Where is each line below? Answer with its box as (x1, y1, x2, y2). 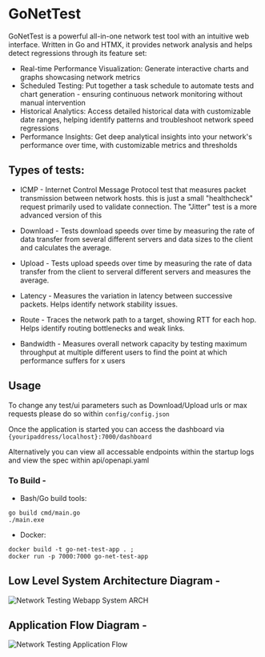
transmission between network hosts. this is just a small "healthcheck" (19, 193, 254, 202)
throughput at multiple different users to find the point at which (19, 347, 228, 357)
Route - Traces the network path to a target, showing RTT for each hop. (19, 314, 257, 324)
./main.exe (8, 515, 45, 524)
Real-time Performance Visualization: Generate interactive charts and (19, 63, 250, 73)
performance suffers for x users (19, 355, 126, 365)
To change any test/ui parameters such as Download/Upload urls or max (8, 400, 248, 410)
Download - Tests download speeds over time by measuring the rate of (19, 226, 255, 235)
